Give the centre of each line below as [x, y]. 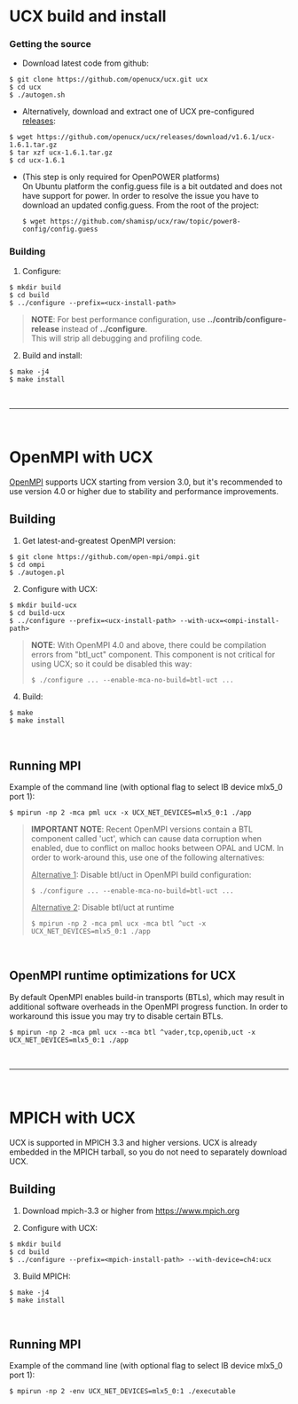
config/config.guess [60, 229]
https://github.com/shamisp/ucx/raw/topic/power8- [145, 222]
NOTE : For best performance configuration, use [118, 319]
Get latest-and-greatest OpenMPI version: [98, 540]
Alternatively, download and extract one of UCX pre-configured [138, 112]
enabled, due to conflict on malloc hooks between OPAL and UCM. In [157, 848]
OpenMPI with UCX [81, 457]
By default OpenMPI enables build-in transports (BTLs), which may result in [147, 997]
